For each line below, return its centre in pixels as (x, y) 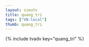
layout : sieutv (21, 10)
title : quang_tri (24, 15)
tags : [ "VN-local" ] (26, 19)
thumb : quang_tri (24, 24)
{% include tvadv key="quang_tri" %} (45, 39)
